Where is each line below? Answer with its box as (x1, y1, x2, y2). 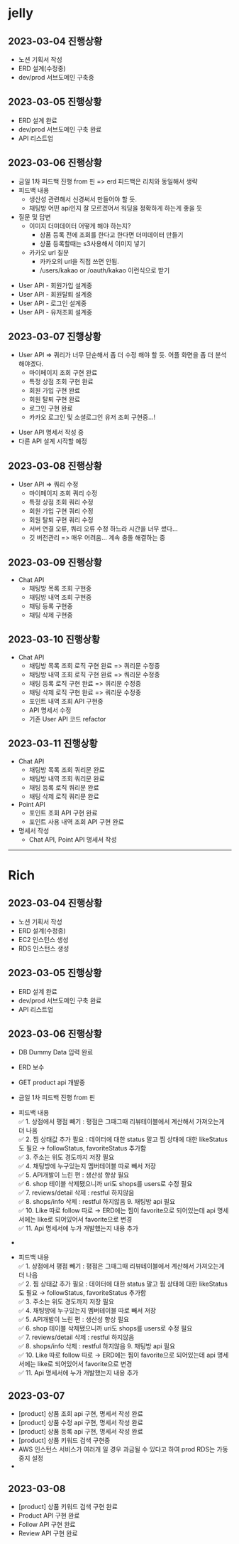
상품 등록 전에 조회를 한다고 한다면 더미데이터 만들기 (39, 230, 184, 239)
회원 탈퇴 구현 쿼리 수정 (28, 516, 94, 524)
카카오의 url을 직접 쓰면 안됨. (39, 257, 120, 265)
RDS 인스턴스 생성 (18, 944, 70, 953)
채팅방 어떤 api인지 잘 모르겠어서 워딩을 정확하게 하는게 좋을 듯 (28, 203, 203, 212)
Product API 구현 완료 (18, 1511, 80, 1520)
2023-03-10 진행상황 (8, 633, 101, 645)
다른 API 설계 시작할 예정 (18, 437, 87, 445)
